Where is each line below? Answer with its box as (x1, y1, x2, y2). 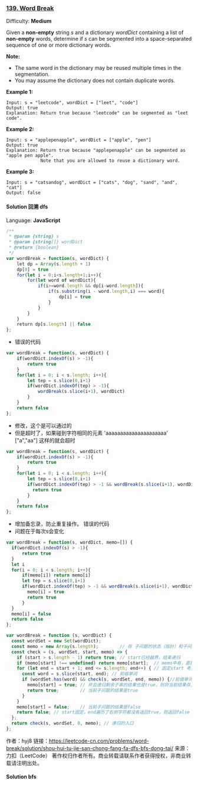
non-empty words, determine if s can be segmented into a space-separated (6, 35, 192, 43)
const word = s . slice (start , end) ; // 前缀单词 (21, 671, 137, 677)
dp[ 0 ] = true (16, 266, 49, 272)
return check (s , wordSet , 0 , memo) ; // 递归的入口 (11, 721, 134, 727)
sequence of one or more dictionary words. (6, 41, 111, 48)
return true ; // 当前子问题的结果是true (27, 687, 138, 693)
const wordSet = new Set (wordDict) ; (11, 638, 101, 644)
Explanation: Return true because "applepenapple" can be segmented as (6, 148, 186, 154)
